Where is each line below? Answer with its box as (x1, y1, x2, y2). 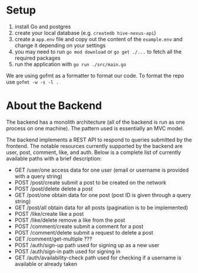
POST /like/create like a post (14, 210, 84, 217)
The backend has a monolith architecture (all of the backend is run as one (6, 119, 186, 126)
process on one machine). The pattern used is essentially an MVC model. (6, 124, 184, 131)
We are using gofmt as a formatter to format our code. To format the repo (6, 72, 184, 79)
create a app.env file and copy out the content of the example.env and (14, 35, 183, 42)
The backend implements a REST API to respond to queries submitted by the (6, 136, 192, 143)
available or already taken (14, 260, 78, 267)
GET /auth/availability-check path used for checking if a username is (14, 254, 181, 261)
